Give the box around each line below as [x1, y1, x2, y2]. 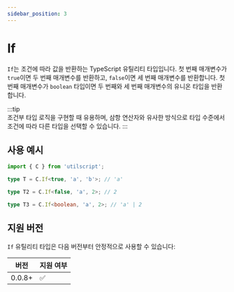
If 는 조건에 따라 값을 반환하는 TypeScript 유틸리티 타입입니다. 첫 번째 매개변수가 [7, 64, 227, 73]
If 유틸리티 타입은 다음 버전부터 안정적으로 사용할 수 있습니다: [7, 242, 176, 251]
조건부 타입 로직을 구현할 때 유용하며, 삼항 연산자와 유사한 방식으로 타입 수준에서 [7, 113, 226, 121]
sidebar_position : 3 [7, 10, 68, 18]
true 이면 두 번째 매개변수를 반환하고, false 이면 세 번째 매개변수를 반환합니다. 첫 [7, 73, 226, 81]
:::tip [7, 104, 20, 113]
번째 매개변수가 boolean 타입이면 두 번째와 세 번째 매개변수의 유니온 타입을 [7, 82, 210, 90]
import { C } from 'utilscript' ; [7, 163, 105, 170]
